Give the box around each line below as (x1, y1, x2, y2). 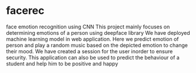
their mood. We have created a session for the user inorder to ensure (6, 48, 173, 54)
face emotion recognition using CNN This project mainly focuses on (6, 23, 170, 30)
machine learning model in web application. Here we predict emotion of (6, 35, 179, 42)
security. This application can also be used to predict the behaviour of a (6, 54, 180, 61)
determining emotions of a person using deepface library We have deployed (6, 29, 191, 36)
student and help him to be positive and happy (6, 60, 119, 67)
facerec (6, 4, 45, 17)
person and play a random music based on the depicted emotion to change (6, 42, 188, 49)
